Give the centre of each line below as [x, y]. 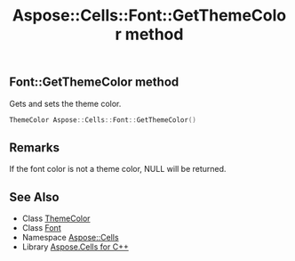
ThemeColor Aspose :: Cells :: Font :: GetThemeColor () [103, 120]
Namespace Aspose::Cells [70, 238]
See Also [34, 197]
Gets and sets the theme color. [65, 103]
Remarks [35, 147]
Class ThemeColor [56, 218]
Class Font [41, 228]
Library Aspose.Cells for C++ [75, 247]
